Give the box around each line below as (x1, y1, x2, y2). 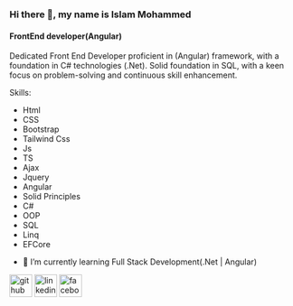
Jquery (22, 172, 50, 183)
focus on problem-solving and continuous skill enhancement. (9, 70, 238, 80)
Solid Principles (22, 191, 81, 202)
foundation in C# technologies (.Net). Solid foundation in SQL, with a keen (9, 60, 285, 71)
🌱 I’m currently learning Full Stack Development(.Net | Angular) (22, 256, 258, 267)
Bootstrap (22, 124, 60, 134)
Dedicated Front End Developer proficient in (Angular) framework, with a (9, 51, 279, 61)
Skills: (9, 88, 32, 98)
